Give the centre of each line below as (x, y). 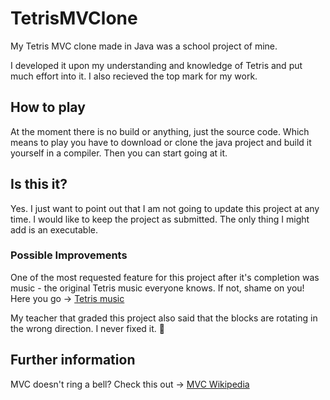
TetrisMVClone (74, 18)
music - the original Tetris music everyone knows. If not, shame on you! (157, 288)
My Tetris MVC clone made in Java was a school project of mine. (144, 46)
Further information (73, 360)
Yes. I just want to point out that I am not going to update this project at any (165, 208)
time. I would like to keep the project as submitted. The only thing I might (160, 219)
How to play (48, 107)
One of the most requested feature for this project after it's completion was (165, 277)
